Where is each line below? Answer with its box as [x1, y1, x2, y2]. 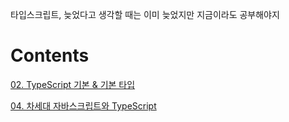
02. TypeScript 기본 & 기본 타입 [10, 78, 136, 90]
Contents [10, 44, 90, 67]
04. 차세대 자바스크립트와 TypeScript [10, 99, 157, 112]
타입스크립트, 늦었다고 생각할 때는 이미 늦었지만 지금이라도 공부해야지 [10, 9, 280, 20]
